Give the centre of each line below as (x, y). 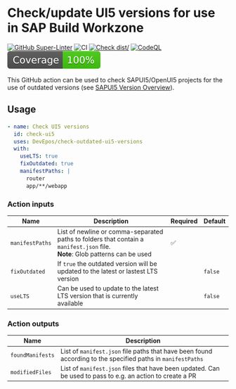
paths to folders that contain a (100, 239)
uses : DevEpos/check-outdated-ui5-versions (78, 141)
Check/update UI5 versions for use (111, 13)
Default (215, 221)
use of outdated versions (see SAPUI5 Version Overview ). (91, 87)
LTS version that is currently (98, 296)
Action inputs (31, 204)
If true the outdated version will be (107, 263)
